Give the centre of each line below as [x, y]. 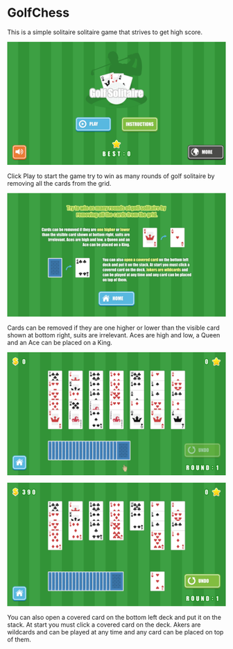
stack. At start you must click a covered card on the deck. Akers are [104, 625]
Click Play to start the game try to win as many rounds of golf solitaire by [111, 176]
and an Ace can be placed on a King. [60, 342]
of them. [19, 639]
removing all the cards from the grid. [59, 184]
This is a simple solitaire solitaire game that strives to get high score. [105, 32]
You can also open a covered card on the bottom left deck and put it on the [114, 617]
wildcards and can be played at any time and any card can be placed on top [115, 632]
